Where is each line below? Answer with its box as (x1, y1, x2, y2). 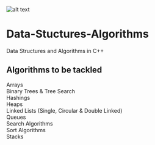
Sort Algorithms (6, 126, 46, 133)
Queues (6, 113, 26, 121)
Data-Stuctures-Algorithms (6, 27, 150, 41)
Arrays (6, 81, 23, 88)
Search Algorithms (6, 119, 53, 127)
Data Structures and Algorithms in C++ (6, 47, 104, 54)
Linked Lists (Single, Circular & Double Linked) (6, 107, 123, 114)
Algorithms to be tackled (6, 65, 103, 76)
